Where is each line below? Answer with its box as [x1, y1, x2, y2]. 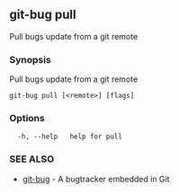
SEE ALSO [9, 153, 55, 165]
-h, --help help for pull [17, 132, 123, 142]
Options [9, 112, 45, 125]
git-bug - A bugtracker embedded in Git [22, 173, 170, 184]
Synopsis [9, 53, 51, 66]
